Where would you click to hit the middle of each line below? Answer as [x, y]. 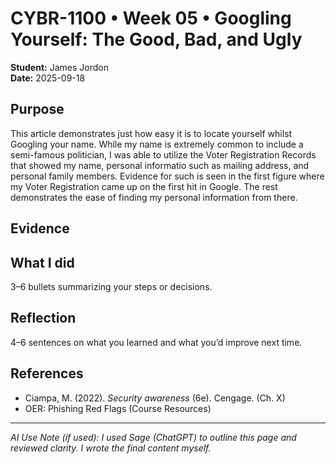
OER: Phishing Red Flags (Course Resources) [118, 408]
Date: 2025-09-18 [48, 78]
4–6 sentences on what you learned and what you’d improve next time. [156, 342]
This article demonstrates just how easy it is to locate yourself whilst [151, 133]
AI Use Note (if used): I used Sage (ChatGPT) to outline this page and [153, 437]
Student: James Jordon [59, 67]
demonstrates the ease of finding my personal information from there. [154, 197]
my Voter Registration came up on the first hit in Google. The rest [144, 186]
